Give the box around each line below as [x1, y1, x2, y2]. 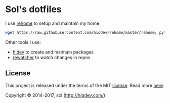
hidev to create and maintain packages [12, 49, 94, 55]
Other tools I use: [5, 39, 41, 45]
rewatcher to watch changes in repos [12, 54, 91, 60]
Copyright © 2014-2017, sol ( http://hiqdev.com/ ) [5, 92, 106, 98]
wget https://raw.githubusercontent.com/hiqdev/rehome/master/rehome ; [5, 30, 157, 35]
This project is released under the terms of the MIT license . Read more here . [5, 82, 164, 88]
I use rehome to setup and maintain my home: [5, 20, 101, 26]
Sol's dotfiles [5, 4, 62, 15]
